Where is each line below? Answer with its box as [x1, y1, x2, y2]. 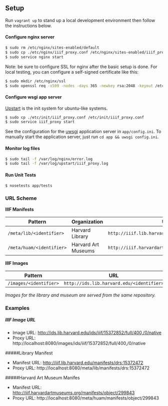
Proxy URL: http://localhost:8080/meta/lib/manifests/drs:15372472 [12, 365, 150, 371]
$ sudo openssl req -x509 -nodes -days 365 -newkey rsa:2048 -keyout [5, 83, 153, 88]
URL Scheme [5, 195, 37, 202]
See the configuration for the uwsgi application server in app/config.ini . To [5, 129, 161, 135]
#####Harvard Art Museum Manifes [5, 374, 80, 380]
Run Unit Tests [5, 172, 36, 178]
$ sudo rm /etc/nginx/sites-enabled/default [5, 45, 99, 51]
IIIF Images [5, 260, 28, 266]
